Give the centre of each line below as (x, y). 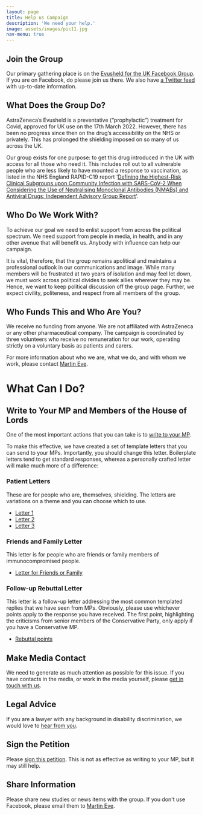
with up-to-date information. (42, 86)
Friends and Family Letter (44, 541)
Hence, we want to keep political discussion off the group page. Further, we (100, 286)
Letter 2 (25, 519)
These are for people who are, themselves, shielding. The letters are (91, 495)
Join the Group (35, 59)
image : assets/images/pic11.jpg (47, 29)
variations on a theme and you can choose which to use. (76, 501)
